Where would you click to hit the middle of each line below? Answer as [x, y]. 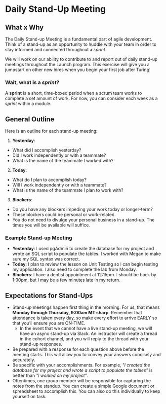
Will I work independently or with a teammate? [60, 185]
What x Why [24, 27]
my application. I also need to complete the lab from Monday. [75, 269]
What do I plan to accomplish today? [49, 180]
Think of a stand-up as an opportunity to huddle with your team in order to [81, 44]
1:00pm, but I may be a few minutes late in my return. [66, 280]
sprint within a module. [28, 104]
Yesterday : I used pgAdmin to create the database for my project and [83, 249]
